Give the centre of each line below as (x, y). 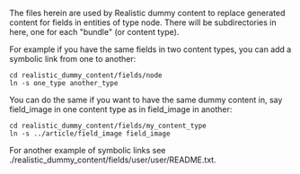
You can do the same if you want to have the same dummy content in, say (146, 100)
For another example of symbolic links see (88, 150)
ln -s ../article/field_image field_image (90, 134)
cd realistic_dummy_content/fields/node (86, 75)
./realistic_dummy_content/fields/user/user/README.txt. (113, 160)
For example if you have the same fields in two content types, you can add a (150, 49)
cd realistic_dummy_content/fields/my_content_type (108, 126)
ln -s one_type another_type (64, 83)
